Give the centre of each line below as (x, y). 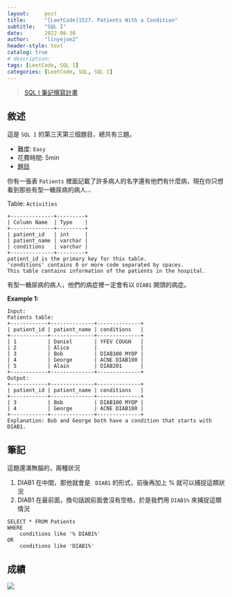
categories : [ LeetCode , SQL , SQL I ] (60, 72)
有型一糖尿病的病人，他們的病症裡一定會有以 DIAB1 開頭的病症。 (99, 285)
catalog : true (28, 53)
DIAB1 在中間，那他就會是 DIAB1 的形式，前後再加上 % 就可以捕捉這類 (118, 482)
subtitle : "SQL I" (37, 26)
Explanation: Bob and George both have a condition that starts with (110, 421)
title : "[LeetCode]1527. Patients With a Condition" (92, 20)
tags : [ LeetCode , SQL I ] (43, 65)
